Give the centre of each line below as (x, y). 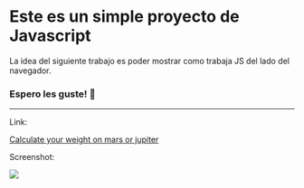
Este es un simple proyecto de (124, 17)
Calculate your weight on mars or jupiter (84, 140)
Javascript (51, 36)
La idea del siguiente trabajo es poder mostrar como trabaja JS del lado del (149, 61)
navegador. (30, 70)
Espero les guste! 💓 (52, 94)
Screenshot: (32, 157)
